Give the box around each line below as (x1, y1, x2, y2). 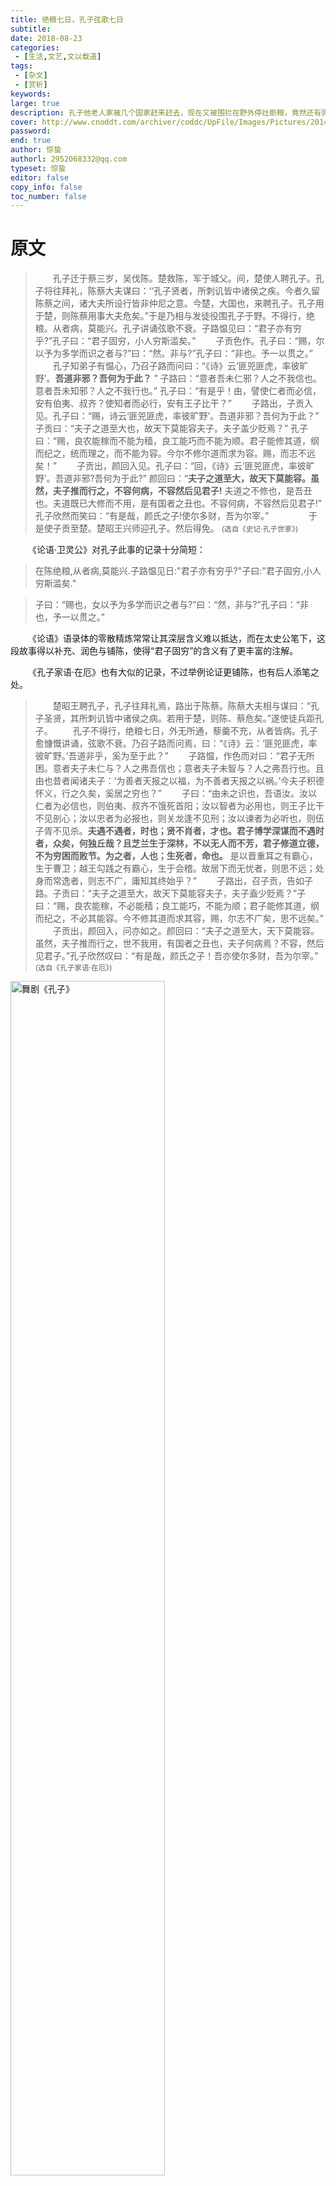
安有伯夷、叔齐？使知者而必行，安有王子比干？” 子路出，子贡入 (34, 397, 313, 410)
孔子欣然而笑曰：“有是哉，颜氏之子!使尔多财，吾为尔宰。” (34, 510, 270, 522)
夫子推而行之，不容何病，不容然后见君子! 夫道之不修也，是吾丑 (52, 485, 313, 497)
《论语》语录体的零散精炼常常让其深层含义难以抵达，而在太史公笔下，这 (28, 632, 326, 645)
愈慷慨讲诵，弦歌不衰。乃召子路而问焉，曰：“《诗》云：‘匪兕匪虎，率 (34, 737, 318, 750)
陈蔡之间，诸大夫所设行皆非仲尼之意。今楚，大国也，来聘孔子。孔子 (34, 297, 316, 310)
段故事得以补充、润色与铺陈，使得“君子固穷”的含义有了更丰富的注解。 (10, 645, 299, 657)
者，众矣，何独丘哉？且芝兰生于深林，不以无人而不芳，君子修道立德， (34, 837, 325, 850)
